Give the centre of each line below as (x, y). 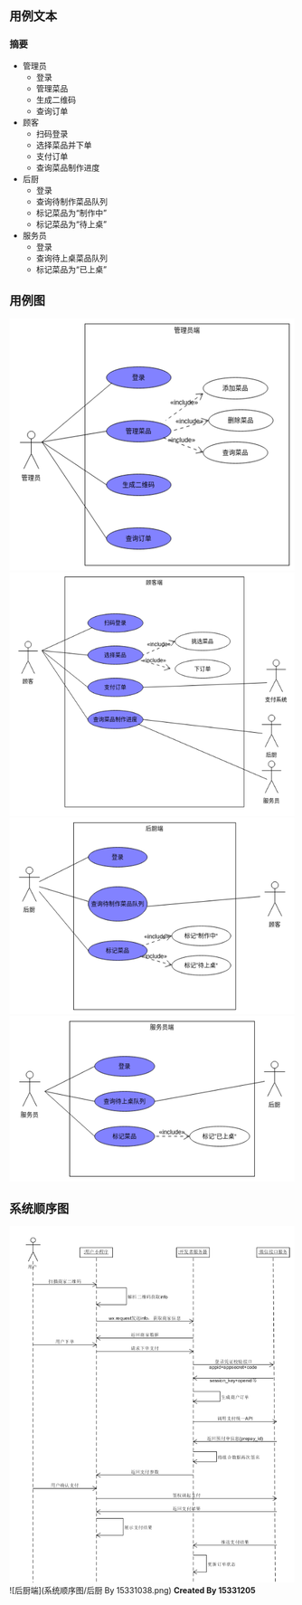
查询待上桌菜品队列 (72, 258)
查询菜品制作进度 (68, 167)
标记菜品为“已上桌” (71, 269)
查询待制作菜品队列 (72, 201)
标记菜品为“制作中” (71, 213)
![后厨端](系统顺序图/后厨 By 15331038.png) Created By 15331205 (132, 1590)
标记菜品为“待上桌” (71, 223)
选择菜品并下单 (64, 145)
